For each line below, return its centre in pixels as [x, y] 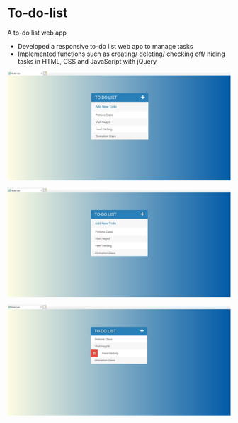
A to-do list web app [37, 33]
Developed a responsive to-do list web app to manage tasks [105, 46]
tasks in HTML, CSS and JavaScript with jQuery [87, 61]
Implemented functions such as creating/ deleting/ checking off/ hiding [121, 54]
